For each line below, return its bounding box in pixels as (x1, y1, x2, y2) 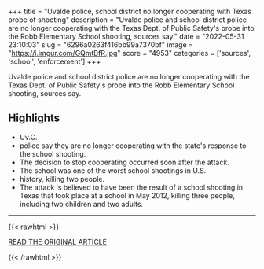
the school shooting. (19, 149, 86, 158)
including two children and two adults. (19, 199, 144, 208)
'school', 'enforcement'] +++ (8, 57, 101, 66)
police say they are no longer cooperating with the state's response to (19, 141, 247, 150)
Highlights (8, 112, 60, 125)
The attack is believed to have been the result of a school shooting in (19, 182, 244, 192)
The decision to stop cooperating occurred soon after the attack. (19, 157, 229, 167)
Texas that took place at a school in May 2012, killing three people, (19, 190, 236, 200)
